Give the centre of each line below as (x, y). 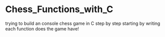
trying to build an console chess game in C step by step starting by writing (83, 23)
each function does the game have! (42, 28)
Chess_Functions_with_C (59, 9)
